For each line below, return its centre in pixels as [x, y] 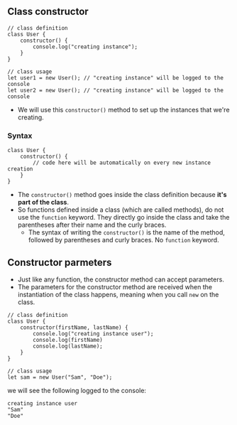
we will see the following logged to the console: [77, 390]
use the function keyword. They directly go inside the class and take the [123, 217]
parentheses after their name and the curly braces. [92, 225]
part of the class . [43, 203]
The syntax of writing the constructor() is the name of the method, [127, 232]
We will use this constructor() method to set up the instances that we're [123, 109]
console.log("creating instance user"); [93, 333]
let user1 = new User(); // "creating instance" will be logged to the [115, 77]
